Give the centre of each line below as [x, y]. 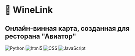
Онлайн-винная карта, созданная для [67, 28]
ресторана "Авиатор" [41, 36]
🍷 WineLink [29, 10]
